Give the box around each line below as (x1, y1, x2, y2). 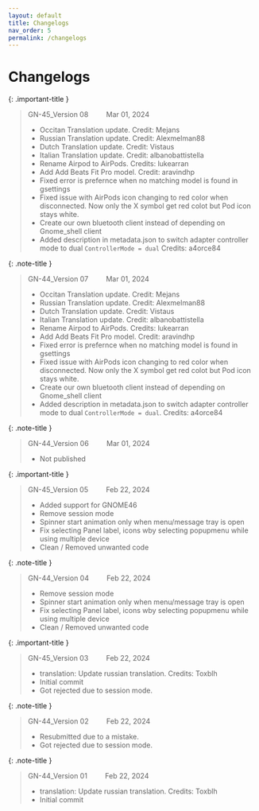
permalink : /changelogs (8, 33, 87, 42)
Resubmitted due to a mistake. (39, 732, 139, 742)
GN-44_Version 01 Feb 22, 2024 (27, 771, 149, 781)
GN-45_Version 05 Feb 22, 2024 (27, 485, 150, 495)
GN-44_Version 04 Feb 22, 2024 (27, 573, 151, 583)
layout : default (8, 11, 62, 20)
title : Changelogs (8, 19, 69, 27)
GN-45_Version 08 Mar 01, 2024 (27, 110, 149, 119)
